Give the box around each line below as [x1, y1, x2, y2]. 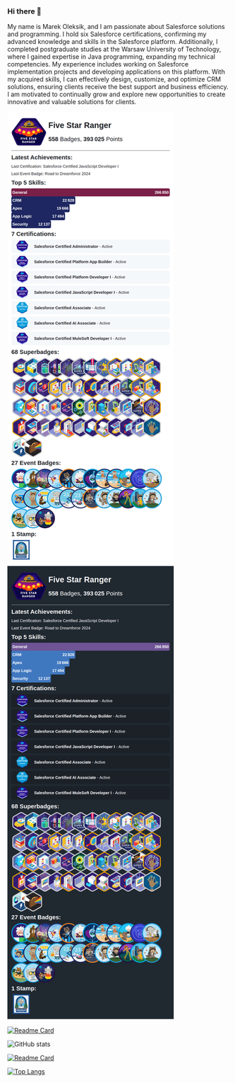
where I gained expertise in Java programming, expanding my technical [7, 52, 215, 61]
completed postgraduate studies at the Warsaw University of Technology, [7, 45, 222, 54]
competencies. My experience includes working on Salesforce [7, 60, 189, 69]
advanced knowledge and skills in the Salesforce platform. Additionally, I [7, 38, 218, 46]
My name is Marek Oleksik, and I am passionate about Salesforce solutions [7, 23, 225, 31]
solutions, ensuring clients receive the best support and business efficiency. [7, 83, 229, 91]
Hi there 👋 [7, 6, 42, 16]
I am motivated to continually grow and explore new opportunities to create [7, 90, 226, 98]
